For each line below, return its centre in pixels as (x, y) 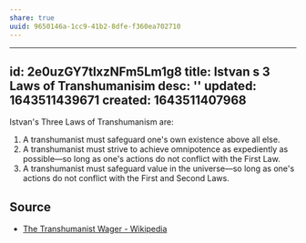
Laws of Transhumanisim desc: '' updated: (133, 86)
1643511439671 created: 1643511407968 (128, 100)
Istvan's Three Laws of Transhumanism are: (92, 122)
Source (31, 207)
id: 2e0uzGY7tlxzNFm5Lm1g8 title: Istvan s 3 (140, 71)
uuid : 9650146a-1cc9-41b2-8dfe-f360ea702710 (95, 26)
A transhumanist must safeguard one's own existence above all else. (151, 140)
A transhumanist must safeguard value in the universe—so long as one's (158, 168)
